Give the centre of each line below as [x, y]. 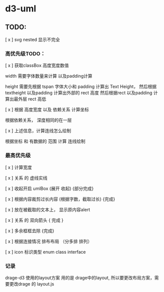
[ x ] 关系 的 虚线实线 [26, 178]
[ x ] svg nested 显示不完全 [33, 40]
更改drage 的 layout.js [32, 284]
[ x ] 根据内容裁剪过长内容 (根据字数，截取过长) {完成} [60, 199]
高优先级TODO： [25, 54]
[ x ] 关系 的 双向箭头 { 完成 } [34, 220]
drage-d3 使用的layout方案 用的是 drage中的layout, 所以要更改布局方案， [80, 278]
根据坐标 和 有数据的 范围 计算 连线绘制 [45, 141]
